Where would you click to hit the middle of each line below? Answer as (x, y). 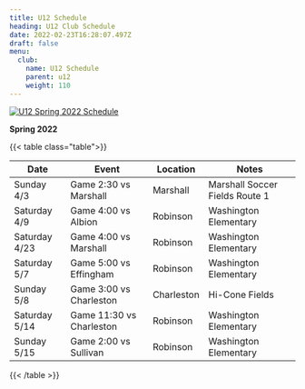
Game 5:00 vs (101, 263)
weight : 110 (48, 85)
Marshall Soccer (243, 185)
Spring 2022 (34, 129)
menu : (20, 52)
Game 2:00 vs (101, 341)
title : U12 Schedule (49, 18)
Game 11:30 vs (103, 314)
